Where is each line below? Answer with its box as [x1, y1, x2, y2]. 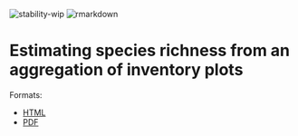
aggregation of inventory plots [9, 60, 244, 81]
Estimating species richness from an [9, 41, 291, 61]
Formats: [9, 89, 43, 100]
